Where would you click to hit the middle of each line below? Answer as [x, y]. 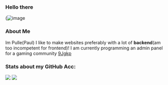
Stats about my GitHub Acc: [40, 66]
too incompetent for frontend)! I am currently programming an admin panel [84, 48]
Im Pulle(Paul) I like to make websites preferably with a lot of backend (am [83, 42]
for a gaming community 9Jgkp [38, 53]
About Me [18, 32]
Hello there [19, 7]
